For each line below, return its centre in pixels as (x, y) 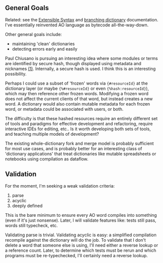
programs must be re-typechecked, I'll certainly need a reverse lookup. (76, 255)
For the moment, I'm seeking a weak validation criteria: (60, 186)
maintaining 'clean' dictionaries (43, 44)
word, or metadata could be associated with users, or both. (64, 109)
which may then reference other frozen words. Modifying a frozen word (77, 93)
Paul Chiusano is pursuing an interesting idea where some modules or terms (81, 58)
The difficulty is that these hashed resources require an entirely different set (81, 118)
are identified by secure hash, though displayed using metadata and (73, 63)
